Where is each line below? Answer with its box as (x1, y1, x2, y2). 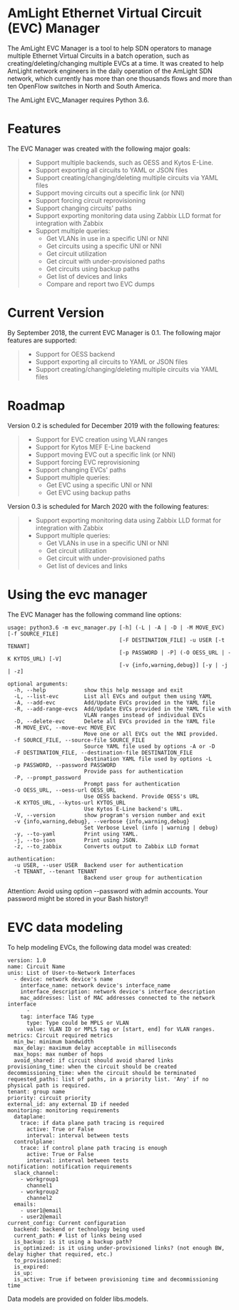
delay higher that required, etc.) (7, 1251, 113, 1258)
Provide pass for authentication (83, 768, 183, 775)
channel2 (26, 1194, 53, 1201)
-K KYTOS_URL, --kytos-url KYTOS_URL (14, 799, 126, 806)
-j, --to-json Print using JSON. (14, 836, 139, 844)
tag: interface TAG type (20, 1013, 94, 1020)
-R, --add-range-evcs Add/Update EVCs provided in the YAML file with (14, 705, 232, 713)
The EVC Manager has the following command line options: (7, 610, 182, 619)
